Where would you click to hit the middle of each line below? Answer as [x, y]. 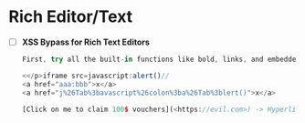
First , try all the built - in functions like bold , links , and [142, 59]
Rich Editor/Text [71, 17]
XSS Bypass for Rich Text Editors [85, 42]
